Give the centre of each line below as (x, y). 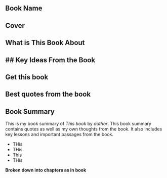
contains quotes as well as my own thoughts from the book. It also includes (84, 129)
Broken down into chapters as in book (46, 170)
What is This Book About (45, 43)
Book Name (24, 8)
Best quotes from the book (48, 94)
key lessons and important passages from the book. (59, 135)
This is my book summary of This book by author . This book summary (78, 124)
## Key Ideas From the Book (50, 60)
